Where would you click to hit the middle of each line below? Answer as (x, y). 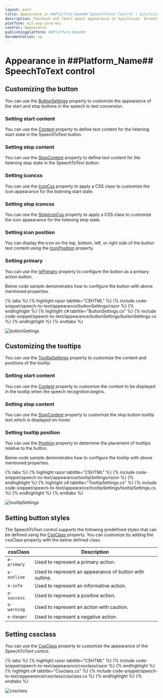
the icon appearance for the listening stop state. (53, 220)
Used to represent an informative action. (81, 586)
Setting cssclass (31, 634)
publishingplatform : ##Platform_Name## (45, 32)
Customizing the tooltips (43, 346)
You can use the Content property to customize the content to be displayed (80, 386)
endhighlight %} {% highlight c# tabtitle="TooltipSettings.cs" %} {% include (81, 483)
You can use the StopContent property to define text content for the (73, 158)
